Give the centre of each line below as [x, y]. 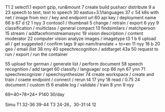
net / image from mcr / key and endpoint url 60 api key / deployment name [81, 18]
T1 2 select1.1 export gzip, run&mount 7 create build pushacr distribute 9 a [80, 7]
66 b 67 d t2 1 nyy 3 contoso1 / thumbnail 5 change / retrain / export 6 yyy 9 [82, 23]
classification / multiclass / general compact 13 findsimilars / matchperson [80, 28]
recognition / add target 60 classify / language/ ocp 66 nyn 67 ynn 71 [75, 69]
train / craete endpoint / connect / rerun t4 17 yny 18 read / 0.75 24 [73, 79]
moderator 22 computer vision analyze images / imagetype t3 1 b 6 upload [81, 38]
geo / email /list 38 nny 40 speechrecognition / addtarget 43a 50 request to [82, 49]
